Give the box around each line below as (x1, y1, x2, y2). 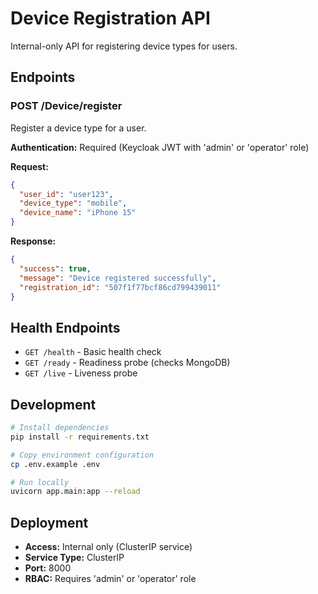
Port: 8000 (24, 562, 72, 574)
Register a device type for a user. (10, 122, 147, 134)
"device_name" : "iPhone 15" (19, 208, 137, 218)
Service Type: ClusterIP (24, 552, 125, 564)
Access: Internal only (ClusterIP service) (24, 541, 193, 553)
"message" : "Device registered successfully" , (19, 273, 217, 283)
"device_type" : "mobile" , (19, 198, 128, 209)
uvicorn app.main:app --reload (10, 487, 141, 497)
